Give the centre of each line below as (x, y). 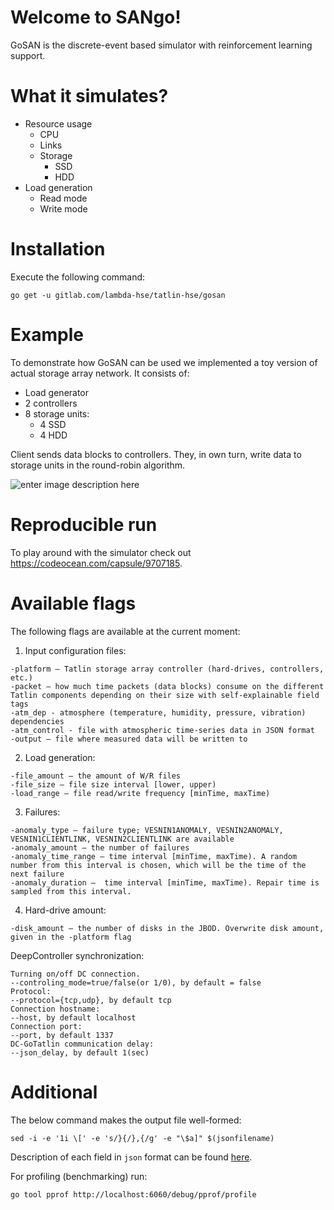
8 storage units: (57, 413)
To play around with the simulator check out (101, 552)
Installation (58, 249)
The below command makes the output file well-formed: (126, 1120)
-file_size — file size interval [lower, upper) (113, 784)
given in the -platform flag (71, 937)
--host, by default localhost (73, 1017)
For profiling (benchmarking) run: (79, 1176)
